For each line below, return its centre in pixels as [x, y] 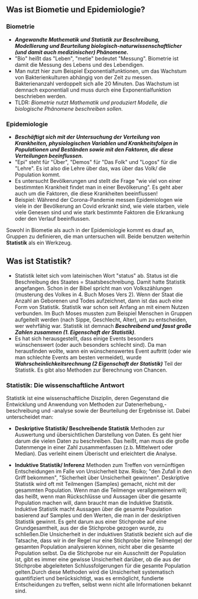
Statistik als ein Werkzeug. [39, 243]
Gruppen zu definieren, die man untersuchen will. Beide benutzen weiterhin [98, 236]
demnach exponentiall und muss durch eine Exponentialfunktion [93, 90]
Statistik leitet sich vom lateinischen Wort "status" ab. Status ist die [96, 275]
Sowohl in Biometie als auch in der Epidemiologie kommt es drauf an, [90, 230]
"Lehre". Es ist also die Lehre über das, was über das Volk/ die [90, 168]
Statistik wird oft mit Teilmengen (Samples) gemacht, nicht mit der [95, 484]
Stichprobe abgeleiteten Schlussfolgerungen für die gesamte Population [103, 566]
